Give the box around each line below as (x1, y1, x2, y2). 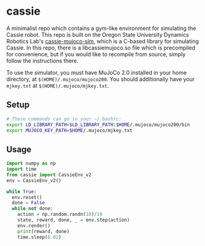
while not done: (12, 206, 53, 212)
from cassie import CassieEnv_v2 (6, 171, 92, 178)
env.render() (17, 222, 51, 229)
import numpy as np (6, 160, 56, 166)
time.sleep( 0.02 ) (17, 234, 62, 240)
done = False (12, 200, 45, 206)
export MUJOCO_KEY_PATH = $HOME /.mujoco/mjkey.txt (6, 127, 133, 133)
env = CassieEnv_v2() (6, 177, 62, 184)
